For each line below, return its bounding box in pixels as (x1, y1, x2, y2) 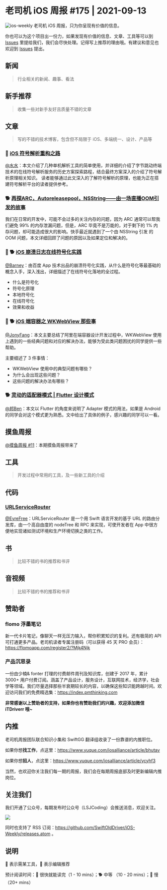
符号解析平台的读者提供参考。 (9, 181, 71, 187)
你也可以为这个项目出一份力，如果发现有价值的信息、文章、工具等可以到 (5, 33, 153, 39)
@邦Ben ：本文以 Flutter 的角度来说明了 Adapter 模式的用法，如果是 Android (5, 406, 161, 412)
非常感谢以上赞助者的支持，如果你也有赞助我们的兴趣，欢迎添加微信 (5, 700, 145, 706)
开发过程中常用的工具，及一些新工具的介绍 (17, 472, 105, 478)
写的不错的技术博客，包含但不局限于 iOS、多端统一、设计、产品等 (17, 136, 153, 142)
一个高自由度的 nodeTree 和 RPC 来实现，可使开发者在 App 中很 (22, 522, 154, 528)
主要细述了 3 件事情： (5, 355, 50, 361)
